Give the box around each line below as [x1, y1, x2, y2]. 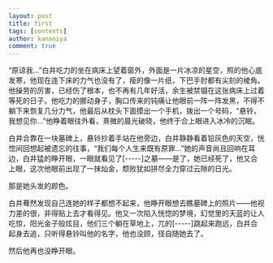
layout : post [8, 11, 53, 20]
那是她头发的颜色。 [8, 181, 73, 191]
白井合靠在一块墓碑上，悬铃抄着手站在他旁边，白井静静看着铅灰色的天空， [8, 133, 258, 143]
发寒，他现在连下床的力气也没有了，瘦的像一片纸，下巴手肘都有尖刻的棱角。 [8, 75, 265, 85]
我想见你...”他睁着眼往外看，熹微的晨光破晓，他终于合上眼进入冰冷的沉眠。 [8, 116, 260, 126]
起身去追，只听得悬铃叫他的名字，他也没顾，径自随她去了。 [8, 229, 208, 239]
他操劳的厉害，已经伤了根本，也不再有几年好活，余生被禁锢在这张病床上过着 [8, 86, 265, 96]
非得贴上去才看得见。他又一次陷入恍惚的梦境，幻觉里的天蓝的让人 [43, 209, 265, 218]
